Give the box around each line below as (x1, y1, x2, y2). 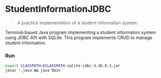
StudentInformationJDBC (5, 3, 111, 15)
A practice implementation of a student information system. (17, 20, 138, 26)
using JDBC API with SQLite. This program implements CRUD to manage (5, 35, 153, 40)
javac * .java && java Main (5, 68, 61, 73)
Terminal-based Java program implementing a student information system (5, 29, 157, 35)
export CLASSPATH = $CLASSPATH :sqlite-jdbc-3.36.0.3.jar (5, 63, 121, 69)
